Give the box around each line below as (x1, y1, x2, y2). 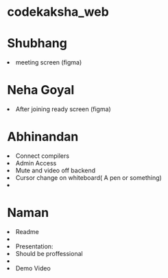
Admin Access (16, 159, 57, 167)
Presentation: (16, 242, 53, 251)
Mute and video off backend (16, 166, 96, 174)
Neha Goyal (7, 82, 75, 98)
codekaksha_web (7, 4, 110, 20)
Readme (16, 227, 39, 235)
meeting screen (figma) (16, 58, 82, 67)
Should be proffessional (16, 249, 84, 257)
